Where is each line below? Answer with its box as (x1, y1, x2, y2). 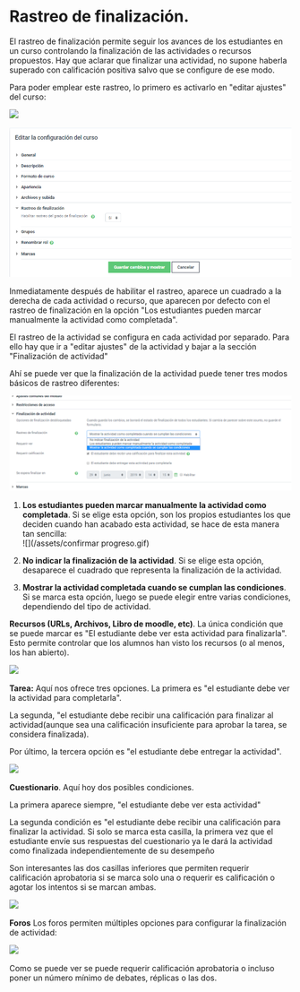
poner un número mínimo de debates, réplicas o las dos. (9, 972, 218, 983)
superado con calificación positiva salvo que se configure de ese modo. (9, 65, 275, 75)
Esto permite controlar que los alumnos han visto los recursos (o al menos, (9, 637, 285, 648)
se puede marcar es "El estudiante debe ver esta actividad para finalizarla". (9, 627, 287, 638)
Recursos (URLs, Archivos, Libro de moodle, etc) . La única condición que (9, 618, 284, 629)
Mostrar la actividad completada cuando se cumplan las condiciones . (21, 582, 287, 592)
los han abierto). (9, 647, 70, 658)
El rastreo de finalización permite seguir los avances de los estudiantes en (9, 36, 284, 47)
